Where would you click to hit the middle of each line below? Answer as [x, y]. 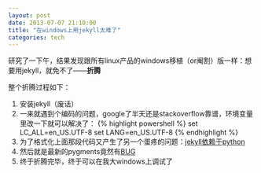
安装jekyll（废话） [49, 104]
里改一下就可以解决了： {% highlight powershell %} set [108, 123]
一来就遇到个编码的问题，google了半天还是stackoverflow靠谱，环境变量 [136, 114]
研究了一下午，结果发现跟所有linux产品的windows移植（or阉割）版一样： [127, 61]
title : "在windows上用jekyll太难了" [64, 30]
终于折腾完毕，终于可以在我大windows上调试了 [96, 161]
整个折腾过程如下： [39, 87]
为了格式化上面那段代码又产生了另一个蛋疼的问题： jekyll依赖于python [132, 142]
